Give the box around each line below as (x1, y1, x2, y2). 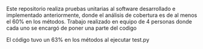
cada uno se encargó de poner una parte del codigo (6, 24, 137, 31)
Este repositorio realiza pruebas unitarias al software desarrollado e (6, 5, 176, 12)
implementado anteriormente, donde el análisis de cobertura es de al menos (6, 11, 198, 19)
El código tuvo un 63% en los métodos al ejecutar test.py (6, 36, 150, 43)
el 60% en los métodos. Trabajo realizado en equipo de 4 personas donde (6, 18, 193, 25)
